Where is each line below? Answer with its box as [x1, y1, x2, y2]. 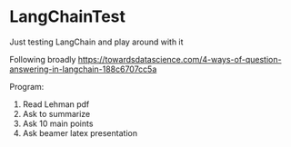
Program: [9, 81, 45, 92]
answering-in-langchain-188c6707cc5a [9, 64, 157, 74]
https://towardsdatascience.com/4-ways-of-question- [77, 54, 282, 64]
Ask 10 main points [22, 118, 94, 129]
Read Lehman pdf [22, 98, 90, 110]
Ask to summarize [22, 108, 91, 119]
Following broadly [9, 54, 76, 64]
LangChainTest [9, 6, 125, 27]
